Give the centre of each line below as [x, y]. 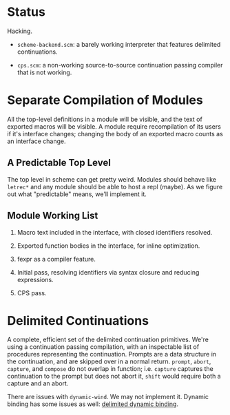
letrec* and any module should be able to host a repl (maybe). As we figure [115, 187]
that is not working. [44, 72]
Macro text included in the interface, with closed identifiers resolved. [115, 232]
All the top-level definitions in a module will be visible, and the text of [105, 119]
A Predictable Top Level [59, 163]
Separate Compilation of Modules [105, 100]
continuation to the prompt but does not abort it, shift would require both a [114, 376]
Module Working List [53, 216]
